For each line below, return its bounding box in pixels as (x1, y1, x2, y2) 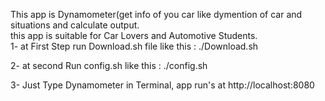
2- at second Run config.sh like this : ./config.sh (10, 60, 208, 71)
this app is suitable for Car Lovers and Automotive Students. (10, 30, 258, 41)
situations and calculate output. (10, 19, 140, 31)
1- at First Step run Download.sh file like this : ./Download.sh (10, 40, 259, 52)
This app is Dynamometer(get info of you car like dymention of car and (10, 9, 303, 20)
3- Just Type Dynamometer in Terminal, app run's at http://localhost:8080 (10, 79, 315, 91)
